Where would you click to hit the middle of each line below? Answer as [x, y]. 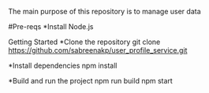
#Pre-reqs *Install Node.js [51, 26]
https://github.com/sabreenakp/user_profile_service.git [98, 50]
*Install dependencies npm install [63, 65]
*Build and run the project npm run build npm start [91, 81]
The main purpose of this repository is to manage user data [104, 11]
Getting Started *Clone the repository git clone [84, 42]
